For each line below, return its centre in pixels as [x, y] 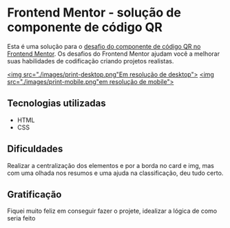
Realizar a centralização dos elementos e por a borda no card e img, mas [111, 165]
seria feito [21, 218]
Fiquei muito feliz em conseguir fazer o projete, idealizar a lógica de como [112, 211]
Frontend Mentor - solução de [94, 13]
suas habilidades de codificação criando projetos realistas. [91, 61]
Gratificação [34, 194]
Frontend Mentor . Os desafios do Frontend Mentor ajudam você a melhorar [114, 54]
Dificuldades [35, 149]
